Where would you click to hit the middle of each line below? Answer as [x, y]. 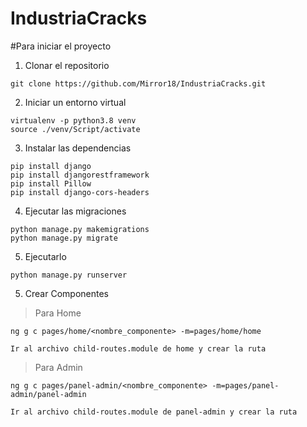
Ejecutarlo [45, 256]
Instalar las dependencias [78, 148]
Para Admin [58, 367]
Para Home [58, 313]
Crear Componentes [66, 293]
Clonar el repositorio [67, 65]
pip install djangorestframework [80, 175]
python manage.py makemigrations [80, 229]
